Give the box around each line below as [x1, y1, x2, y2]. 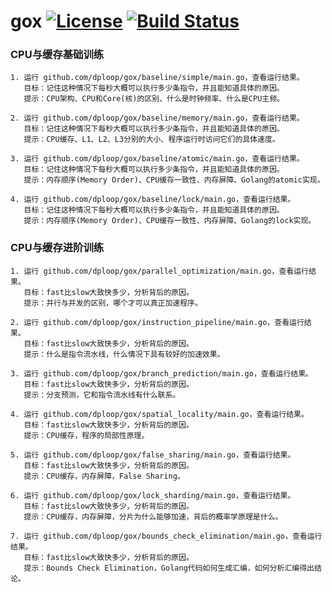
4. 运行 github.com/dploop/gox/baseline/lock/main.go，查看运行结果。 [10, 195, 296, 205]
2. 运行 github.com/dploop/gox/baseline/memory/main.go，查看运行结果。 [10, 113, 305, 124]
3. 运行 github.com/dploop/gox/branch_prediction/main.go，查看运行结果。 [10, 368, 314, 379]
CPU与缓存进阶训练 [10, 241, 105, 255]
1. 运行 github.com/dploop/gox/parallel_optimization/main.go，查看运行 [10, 266, 309, 276]
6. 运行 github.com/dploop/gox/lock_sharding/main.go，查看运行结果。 [10, 490, 296, 500]
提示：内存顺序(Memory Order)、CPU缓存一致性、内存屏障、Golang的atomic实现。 [23, 175, 325, 185]
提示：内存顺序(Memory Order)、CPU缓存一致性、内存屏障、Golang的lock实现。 [23, 216, 317, 226]
